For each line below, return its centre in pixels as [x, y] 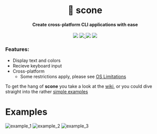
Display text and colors [36, 60]
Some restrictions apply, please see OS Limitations [73, 76]
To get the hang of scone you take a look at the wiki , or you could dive [79, 86]
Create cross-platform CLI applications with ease [85, 24]
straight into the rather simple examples [47, 91]
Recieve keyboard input [37, 65]
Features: [17, 49]
